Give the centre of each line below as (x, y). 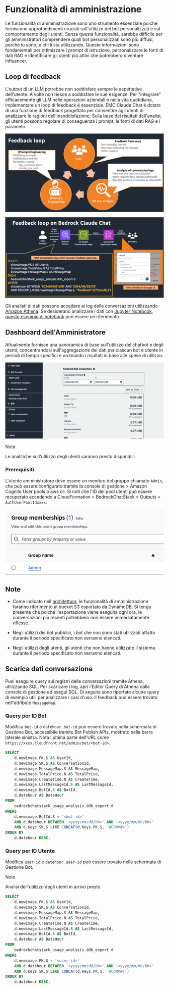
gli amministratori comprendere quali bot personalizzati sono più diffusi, (80, 39)
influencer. (16, 61)
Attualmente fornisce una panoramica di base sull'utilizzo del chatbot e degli (84, 344)
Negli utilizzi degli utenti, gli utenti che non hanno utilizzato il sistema (84, 648)
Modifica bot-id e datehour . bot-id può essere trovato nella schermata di (81, 727)
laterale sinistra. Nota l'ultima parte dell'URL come (57, 737)
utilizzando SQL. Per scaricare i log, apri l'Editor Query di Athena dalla (77, 686)
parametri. (16, 126)
